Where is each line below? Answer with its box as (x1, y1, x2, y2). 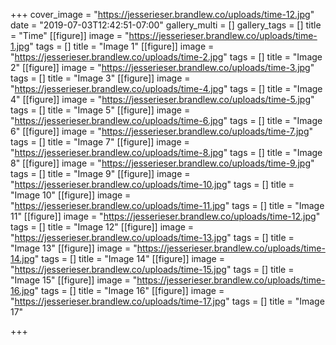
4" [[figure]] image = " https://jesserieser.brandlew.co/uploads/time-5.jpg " (10, 94, 315, 105)
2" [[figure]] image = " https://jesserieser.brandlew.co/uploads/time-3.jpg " (10, 62, 315, 73)
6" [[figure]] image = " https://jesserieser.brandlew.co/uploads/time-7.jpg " (10, 125, 314, 137)
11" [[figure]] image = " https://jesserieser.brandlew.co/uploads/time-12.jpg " (10, 210, 321, 222)
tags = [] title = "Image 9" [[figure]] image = (10, 168, 191, 179)
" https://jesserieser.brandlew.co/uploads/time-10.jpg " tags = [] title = (10, 179, 295, 190)
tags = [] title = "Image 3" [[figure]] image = (10, 72, 191, 84)
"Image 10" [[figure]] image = (10, 189, 132, 201)
